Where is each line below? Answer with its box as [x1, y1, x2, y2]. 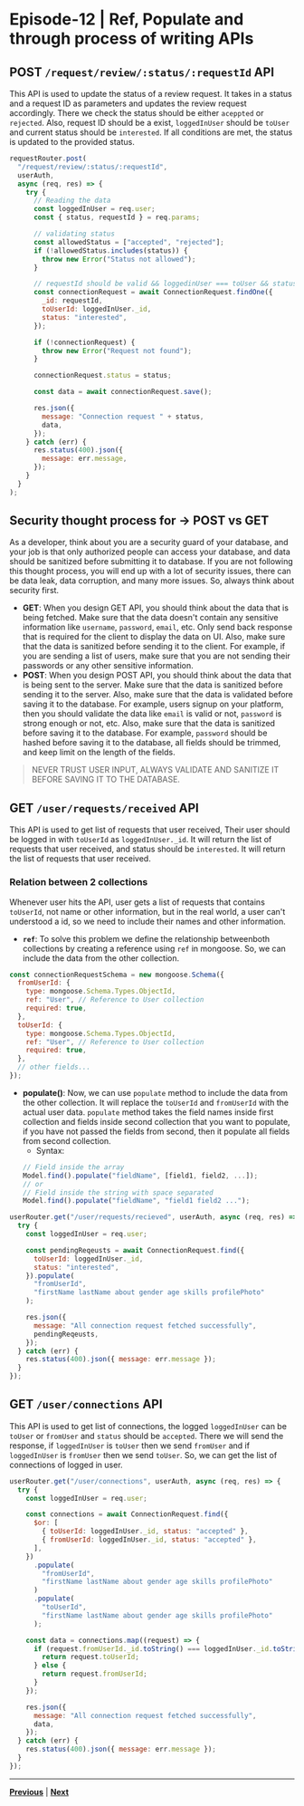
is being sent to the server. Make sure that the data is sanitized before [22, 679, 283, 690]
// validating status [33, 229, 116, 238]
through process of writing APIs [9, 28, 254, 49]
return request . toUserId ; [42, 1653, 140, 1662]
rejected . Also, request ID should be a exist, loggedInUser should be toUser [9, 118, 290, 128]
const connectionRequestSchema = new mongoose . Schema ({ [9, 970, 224, 979]
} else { [33, 1661, 67, 1670]
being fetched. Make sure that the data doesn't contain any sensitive [22, 612, 279, 623]
